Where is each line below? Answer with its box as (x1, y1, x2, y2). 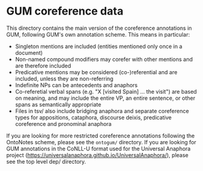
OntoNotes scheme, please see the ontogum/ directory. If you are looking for (6, 138, 196, 145)
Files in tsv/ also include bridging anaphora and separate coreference (15, 107, 190, 114)
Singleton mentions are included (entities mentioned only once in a (15, 43, 182, 50)
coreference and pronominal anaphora (15, 120, 112, 127)
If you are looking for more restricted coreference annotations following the (6, 132, 195, 139)
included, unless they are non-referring (15, 75, 114, 82)
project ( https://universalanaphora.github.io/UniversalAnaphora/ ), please (6, 151, 189, 159)
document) (15, 49, 43, 56)
